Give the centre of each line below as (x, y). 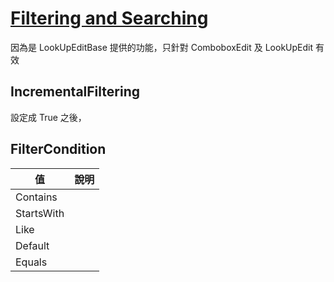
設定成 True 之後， (48, 117)
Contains (36, 197)
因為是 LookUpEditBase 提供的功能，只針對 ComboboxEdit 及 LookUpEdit (162, 47)
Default (32, 245)
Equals (31, 262)
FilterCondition (58, 149)
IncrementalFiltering (75, 92)
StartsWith (40, 213)
